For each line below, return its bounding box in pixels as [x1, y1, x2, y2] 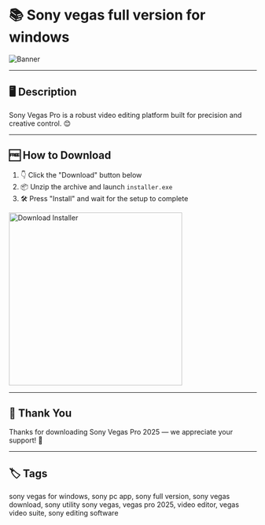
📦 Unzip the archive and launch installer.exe [20, 182, 173, 191]
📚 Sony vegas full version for [9, 6, 206, 24]
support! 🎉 [9, 435, 43, 445]
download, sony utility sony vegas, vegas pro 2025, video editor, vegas [9, 500, 239, 509]
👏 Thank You [9, 406, 72, 420]
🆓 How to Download [9, 149, 112, 162]
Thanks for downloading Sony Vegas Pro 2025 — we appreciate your [9, 428, 234, 437]
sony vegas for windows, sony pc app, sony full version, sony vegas [9, 492, 230, 501]
